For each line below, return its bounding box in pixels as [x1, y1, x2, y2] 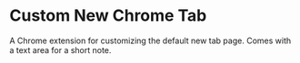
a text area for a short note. [9, 44, 112, 55]
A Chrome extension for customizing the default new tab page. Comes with [9, 35, 292, 46]
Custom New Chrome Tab [9, 5, 207, 26]
